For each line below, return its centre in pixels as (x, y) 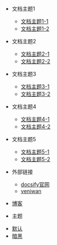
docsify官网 (35, 184)
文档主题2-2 (35, 61)
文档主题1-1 (34, 21)
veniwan (31, 191)
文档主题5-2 (35, 159)
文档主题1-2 (35, 29)
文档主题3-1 (35, 87)
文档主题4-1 (35, 119)
